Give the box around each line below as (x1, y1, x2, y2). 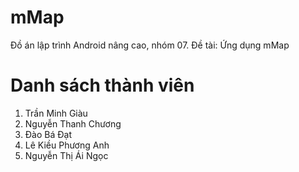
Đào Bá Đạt (24, 128, 72, 140)
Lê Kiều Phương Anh (24, 139, 110, 151)
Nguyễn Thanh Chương (24, 117, 122, 130)
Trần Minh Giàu (24, 107, 88, 119)
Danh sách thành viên (10, 74, 195, 97)
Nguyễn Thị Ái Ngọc (24, 149, 109, 161)
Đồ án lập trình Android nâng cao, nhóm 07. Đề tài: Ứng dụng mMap (10, 39, 290, 51)
